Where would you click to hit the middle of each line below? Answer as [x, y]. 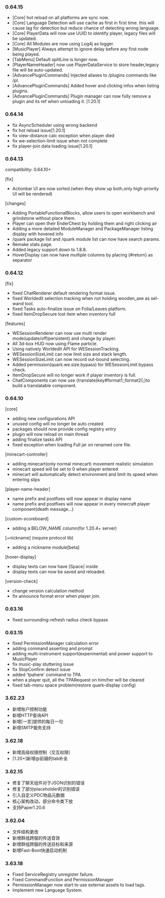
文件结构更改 [25, 832]
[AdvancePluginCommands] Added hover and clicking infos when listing [85, 86]
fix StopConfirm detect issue [41, 670]
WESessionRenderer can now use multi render [59, 333]
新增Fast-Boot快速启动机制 [40, 850]
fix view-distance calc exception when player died [63, 135]
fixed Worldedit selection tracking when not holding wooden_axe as [81, 298]
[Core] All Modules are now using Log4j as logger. [63, 44]
